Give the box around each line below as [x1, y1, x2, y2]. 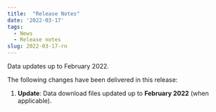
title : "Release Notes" [7, 10, 80, 17]
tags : [7, 23, 23, 30]
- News [13, 29, 33, 37]
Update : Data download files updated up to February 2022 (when [17, 89, 210, 97]
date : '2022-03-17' [7, 17, 65, 24]
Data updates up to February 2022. [7, 62, 109, 70]
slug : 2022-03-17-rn [7, 43, 68, 50]
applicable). [17, 97, 52, 105]
